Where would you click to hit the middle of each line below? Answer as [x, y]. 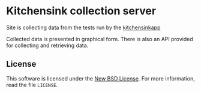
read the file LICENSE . [32, 85]
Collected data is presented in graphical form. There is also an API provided [100, 39]
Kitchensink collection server [81, 11]
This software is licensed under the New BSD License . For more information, [100, 78]
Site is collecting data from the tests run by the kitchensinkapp [83, 27]
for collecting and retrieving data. [47, 45]
